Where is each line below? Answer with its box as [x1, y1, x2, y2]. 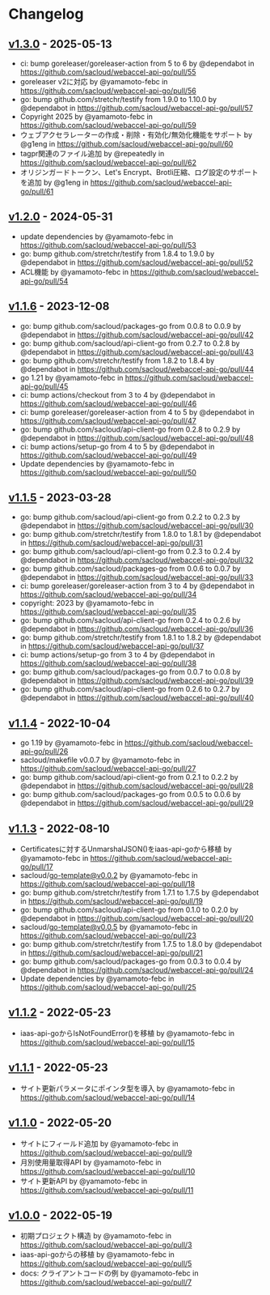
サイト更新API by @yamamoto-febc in [19, 1176, 148, 1186]
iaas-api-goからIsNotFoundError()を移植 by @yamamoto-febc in [19, 1028, 235, 1037]
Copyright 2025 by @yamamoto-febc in [19, 112, 154, 121]
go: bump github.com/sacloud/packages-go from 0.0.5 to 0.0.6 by [19, 790, 241, 799]
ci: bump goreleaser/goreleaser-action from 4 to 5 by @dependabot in [19, 407, 255, 417]
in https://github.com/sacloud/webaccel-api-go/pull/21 [19, 948, 204, 958]
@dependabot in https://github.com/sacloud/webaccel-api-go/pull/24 [19, 965, 254, 975]
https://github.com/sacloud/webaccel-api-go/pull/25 [19, 982, 196, 992]
